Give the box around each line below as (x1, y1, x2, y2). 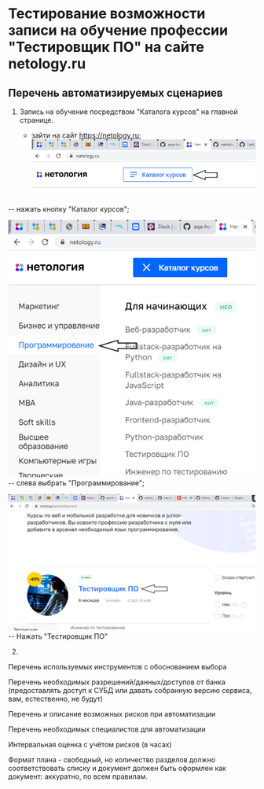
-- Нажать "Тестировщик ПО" (8, 632, 108, 641)
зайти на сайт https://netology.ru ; (31, 131, 141, 140)
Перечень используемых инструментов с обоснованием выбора (8, 662, 227, 672)
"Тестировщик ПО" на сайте (8, 39, 204, 56)
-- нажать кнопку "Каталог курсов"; (8, 205, 130, 214)
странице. (19, 116, 53, 124)
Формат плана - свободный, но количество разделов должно (8, 755, 216, 765)
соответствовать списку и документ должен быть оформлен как (8, 764, 226, 773)
